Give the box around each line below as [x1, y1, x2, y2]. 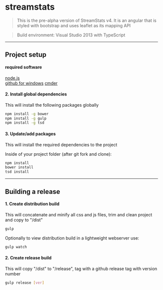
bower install [5, 165, 34, 170]
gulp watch [5, 244, 27, 249]
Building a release [5, 187, 61, 195]
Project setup [5, 50, 47, 59]
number [5, 271, 21, 276]
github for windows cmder [5, 80, 58, 86]
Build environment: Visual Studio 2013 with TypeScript [16, 32, 125, 38]
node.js [5, 75, 20, 81]
